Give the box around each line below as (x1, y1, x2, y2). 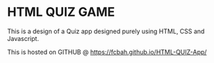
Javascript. (7, 34, 40, 42)
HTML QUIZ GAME (7, 4, 115, 20)
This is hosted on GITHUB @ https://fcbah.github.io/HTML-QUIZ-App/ (7, 48, 207, 56)
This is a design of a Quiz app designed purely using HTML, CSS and (7, 27, 205, 35)
